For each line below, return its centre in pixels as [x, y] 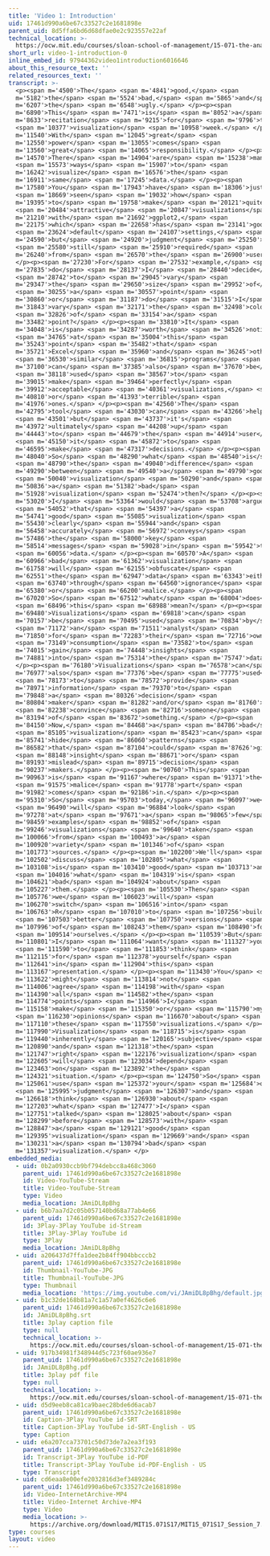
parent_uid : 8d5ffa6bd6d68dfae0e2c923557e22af [88, 31]
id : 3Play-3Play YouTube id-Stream [82, 1226]
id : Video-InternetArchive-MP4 [75, 1495]
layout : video [32, 1539]
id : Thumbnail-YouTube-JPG [68, 1270]
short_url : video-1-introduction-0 [68, 53]
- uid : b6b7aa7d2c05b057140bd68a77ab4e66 [86, 1211]
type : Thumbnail [50, 1285]
